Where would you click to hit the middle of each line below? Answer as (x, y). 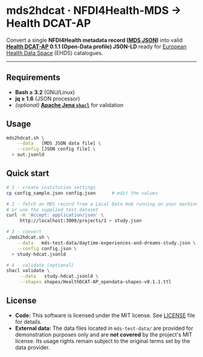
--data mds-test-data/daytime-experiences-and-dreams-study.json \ (107, 243)
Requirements (33, 78)
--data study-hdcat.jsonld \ (59, 276)
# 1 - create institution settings (51, 187)
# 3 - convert (24, 232)
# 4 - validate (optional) (40, 265)
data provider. (32, 347)
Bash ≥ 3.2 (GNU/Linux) (45, 92)
